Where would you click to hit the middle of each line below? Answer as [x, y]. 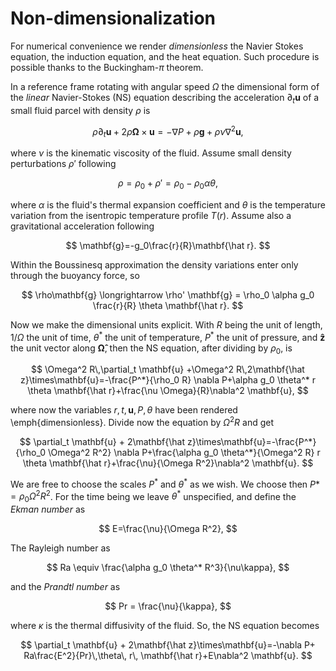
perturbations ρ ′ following [63, 164]
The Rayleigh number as [60, 548]
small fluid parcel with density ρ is [80, 110]
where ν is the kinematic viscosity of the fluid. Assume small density [151, 153]
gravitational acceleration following [82, 226]
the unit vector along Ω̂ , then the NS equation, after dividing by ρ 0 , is [151, 349]
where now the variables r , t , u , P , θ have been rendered [124, 410]
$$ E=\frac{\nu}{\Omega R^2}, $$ [168, 529]
